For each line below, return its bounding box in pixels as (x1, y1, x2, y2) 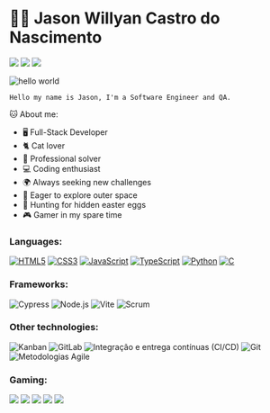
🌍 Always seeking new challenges (22, 176, 151, 187)
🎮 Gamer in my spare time (22, 209, 122, 220)
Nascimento (9, 27, 103, 48)
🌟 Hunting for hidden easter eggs (22, 199, 147, 210)
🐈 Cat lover (22, 139, 66, 151)
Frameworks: (9, 278, 69, 291)
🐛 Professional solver (22, 153, 102, 164)
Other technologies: (9, 321, 99, 334)
